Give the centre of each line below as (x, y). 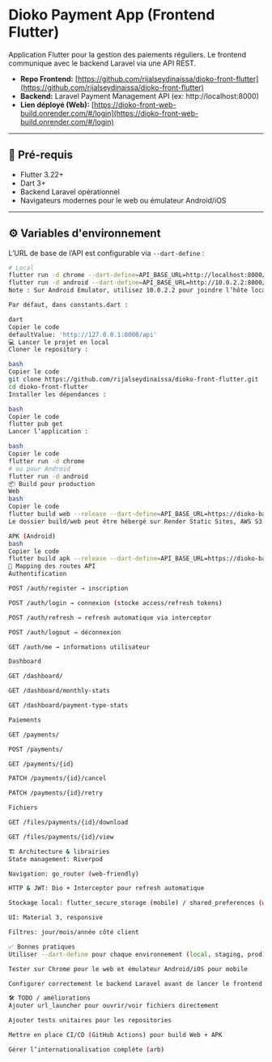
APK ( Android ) (32, 536)
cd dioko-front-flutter (49, 386)
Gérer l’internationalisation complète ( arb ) (86, 1049)
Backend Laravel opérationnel (70, 191)
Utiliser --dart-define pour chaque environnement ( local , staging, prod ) (137, 954)
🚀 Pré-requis (41, 155)
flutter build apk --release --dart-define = (85, 559)
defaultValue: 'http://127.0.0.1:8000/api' (83, 335)
